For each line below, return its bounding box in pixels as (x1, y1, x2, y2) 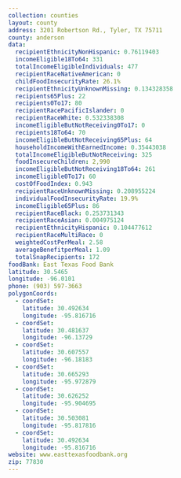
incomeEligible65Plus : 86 (15, 202, 100, 209)
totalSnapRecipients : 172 (15, 253, 100, 261)
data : (8, 41, 26, 49)
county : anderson (8, 33, 65, 42)
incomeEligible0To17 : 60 (15, 172, 96, 181)
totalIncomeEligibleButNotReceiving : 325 (15, 150, 153, 158)
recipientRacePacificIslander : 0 (15, 107, 125, 115)
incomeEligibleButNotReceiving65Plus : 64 (15, 135, 153, 144)
